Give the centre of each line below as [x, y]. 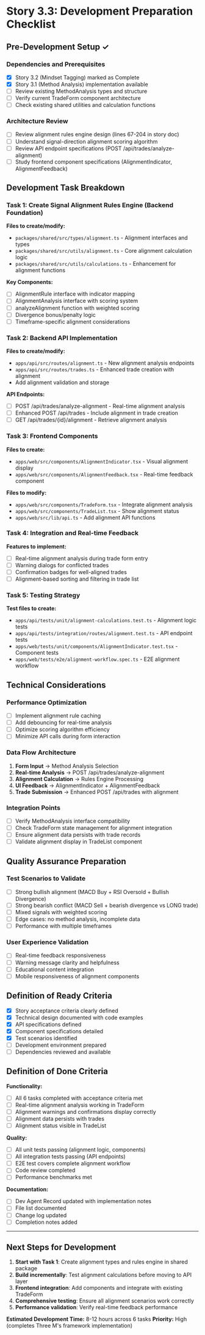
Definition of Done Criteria [57, 1071]
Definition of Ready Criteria [59, 996]
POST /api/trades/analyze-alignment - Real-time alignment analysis [100, 406]
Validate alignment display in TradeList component [78, 842]
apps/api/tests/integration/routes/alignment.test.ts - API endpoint [104, 633]
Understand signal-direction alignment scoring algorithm [86, 141]
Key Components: [30, 282]
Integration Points [34, 807]
